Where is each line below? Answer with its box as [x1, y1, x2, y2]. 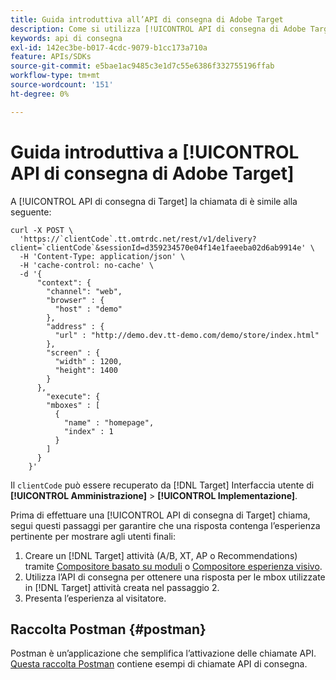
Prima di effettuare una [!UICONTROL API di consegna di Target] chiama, [10, 509, 311, 521]
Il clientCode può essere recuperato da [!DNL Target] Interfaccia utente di [10, 479, 315, 491]
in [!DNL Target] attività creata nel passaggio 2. [24, 581, 220, 593]
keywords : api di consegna [10, 33, 123, 43]
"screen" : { [46, 347, 101, 358]
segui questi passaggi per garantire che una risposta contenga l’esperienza [10, 519, 321, 531]
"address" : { [46, 321, 105, 331]
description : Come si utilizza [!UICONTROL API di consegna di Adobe [10, 24, 307, 34]
